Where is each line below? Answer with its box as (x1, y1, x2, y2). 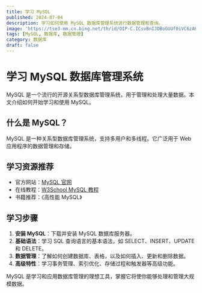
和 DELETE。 (14, 245, 47, 252)
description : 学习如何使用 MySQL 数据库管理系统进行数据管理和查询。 (6, 20, 164, 26)
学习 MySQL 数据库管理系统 (6, 70, 144, 84)
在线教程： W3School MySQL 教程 (14, 186, 99, 193)
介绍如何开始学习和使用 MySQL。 (11, 98, 95, 106)
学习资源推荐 (6, 162, 54, 172)
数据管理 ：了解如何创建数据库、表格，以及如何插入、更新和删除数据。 (14, 253, 189, 260)
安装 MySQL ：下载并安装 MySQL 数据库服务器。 (14, 230, 135, 237)
